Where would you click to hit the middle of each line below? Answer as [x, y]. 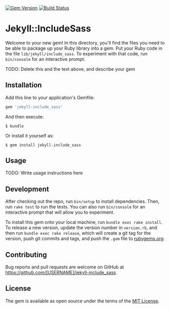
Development [27, 189]
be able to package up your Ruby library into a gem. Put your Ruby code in [84, 48]
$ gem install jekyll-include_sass [43, 145]
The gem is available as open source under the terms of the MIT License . [82, 301]
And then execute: [25, 117]
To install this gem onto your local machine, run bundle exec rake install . [84, 222]
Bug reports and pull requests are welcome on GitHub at [65, 267]
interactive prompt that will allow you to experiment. [60, 212]
